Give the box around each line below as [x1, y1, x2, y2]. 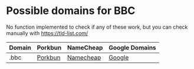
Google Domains [108, 43, 156, 51]
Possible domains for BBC [6, 4, 136, 18]
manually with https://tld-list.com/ [6, 29, 88, 36]
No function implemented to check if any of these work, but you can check [6, 23, 188, 30]
